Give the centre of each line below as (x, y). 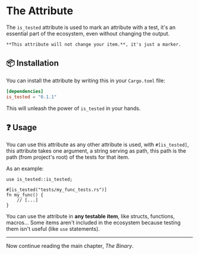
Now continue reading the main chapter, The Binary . (70, 246)
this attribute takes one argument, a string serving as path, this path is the (96, 151)
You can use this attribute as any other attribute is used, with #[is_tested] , (98, 145)
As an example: (25, 169)
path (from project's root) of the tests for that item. (68, 157)
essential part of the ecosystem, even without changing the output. (88, 33)
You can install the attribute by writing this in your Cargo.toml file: (86, 80)
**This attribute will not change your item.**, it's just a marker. (94, 44)
